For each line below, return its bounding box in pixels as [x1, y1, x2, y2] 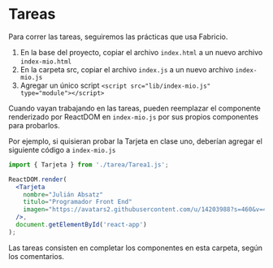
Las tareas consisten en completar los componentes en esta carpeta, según [8, 243, 262, 253]
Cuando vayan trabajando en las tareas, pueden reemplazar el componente [8, 103, 262, 113]
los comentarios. [8, 251, 65, 261]
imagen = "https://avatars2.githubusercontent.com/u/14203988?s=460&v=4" [23, 205, 271, 214]
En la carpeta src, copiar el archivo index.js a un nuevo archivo [19, 64, 234, 74]
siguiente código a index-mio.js [8, 145, 116, 154]
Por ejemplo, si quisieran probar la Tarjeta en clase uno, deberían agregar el [8, 136, 262, 146]
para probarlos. [8, 120, 60, 130]
